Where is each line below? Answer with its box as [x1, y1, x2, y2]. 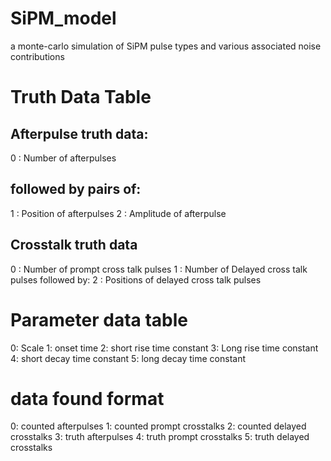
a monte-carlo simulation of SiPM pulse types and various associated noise [10, 40, 322, 52]
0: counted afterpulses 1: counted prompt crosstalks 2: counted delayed [10, 420, 307, 432]
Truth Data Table [10, 86, 152, 109]
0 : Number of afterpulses [10, 152, 117, 164]
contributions [10, 50, 65, 62]
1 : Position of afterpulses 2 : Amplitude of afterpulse [10, 207, 227, 219]
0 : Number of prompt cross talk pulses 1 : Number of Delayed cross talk [10, 263, 308, 275]
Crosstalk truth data [10, 237, 138, 254]
